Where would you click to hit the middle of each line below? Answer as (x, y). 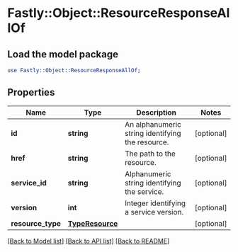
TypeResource (93, 223)
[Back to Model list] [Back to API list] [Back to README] (89, 241)
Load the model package (63, 54)
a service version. (154, 212)
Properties (31, 92)
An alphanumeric (153, 124)
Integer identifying (155, 203)
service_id (29, 183)
